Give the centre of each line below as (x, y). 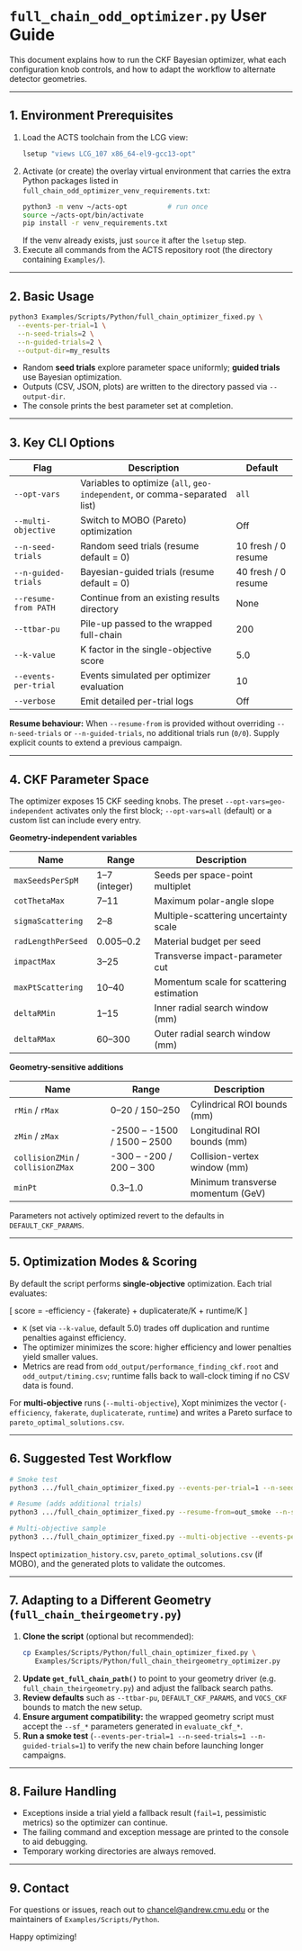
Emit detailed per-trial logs (137, 701)
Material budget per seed (207, 941)
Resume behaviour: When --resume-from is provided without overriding (142, 724)
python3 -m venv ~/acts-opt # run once (115, 207)
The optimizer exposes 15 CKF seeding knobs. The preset (116, 801)
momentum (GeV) (228, 1193)
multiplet (173, 886)
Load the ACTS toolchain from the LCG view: (105, 137)
